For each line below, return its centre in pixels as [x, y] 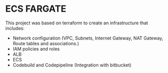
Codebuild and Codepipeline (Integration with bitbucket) [72, 65]
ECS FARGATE [36, 9]
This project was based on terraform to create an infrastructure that [77, 23]
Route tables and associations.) [46, 43]
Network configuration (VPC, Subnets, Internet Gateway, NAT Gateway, [88, 38]
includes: [15, 28]
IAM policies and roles [36, 49]
